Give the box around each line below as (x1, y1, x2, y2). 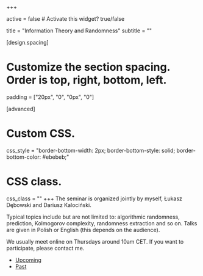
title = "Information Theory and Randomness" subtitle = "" (6, 27, 152, 34)
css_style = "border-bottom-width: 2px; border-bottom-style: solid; (6, 147, 176, 154)
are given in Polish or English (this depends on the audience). (6, 226, 160, 233)
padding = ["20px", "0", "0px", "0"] (6, 93, 94, 101)
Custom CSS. (6, 126, 75, 140)
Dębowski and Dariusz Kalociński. (6, 201, 91, 208)
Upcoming (15, 256, 41, 263)
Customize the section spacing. (6, 60, 171, 74)
